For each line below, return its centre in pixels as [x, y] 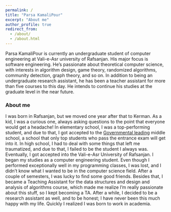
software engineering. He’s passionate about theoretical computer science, [84, 64]
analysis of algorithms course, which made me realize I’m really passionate [84, 187]
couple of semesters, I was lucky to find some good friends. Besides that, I [84, 176]
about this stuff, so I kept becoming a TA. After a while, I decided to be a [81, 193]
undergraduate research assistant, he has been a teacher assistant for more [85, 81]
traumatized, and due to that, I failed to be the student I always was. [77, 149]
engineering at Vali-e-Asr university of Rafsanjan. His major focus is [77, 59]
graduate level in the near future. [40, 92]
